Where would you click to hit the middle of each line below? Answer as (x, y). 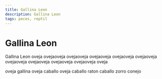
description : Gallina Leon (33, 14)
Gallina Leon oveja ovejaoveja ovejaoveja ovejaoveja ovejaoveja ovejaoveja (81, 56)
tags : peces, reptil (26, 19)
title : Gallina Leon (26, 10)
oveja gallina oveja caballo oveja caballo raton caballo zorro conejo (73, 71)
